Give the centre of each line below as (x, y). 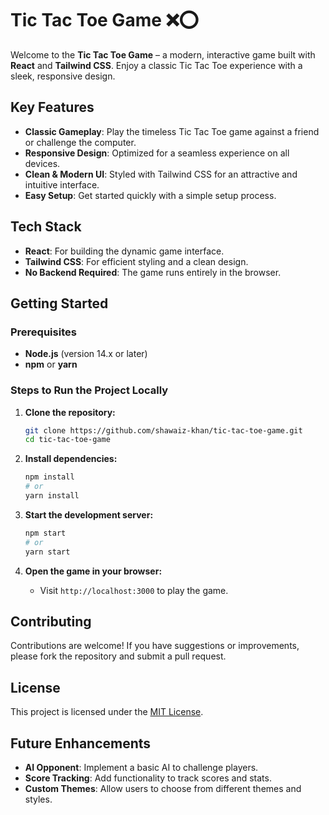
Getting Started (59, 303)
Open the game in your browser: (93, 571)
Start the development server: (89, 514)
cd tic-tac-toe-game (67, 440)
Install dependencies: (71, 459)
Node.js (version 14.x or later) (86, 354)
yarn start (47, 552)
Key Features (52, 107)
